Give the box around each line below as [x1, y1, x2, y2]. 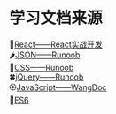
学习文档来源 [9, 8, 104, 28]
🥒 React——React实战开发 [9, 39, 104, 49]
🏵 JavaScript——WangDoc [9, 81, 107, 93]
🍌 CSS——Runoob [9, 62, 74, 72]
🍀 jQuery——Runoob [9, 72, 84, 82]
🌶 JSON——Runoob [9, 49, 81, 60]
